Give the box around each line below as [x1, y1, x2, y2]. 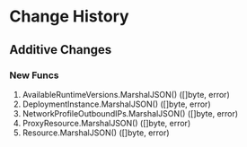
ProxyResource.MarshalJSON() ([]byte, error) [22, 117, 191, 128]
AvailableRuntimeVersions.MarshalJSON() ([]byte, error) [22, 89, 231, 99]
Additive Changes [9, 42, 112, 57]
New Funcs [9, 69, 59, 82]
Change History [9, 6, 129, 27]
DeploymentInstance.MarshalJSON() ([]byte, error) [22, 99, 211, 109]
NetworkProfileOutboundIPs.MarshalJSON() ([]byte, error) [22, 108, 239, 118]
